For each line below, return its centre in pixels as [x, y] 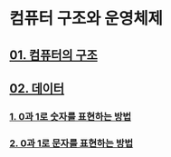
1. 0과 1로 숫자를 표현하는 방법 [71, 116]
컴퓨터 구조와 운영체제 [86, 19]
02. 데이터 [37, 88]
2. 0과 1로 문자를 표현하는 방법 [71, 143]
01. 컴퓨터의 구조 [53, 55]
